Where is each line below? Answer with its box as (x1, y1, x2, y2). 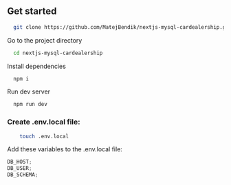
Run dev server (7, 87, 50, 96)
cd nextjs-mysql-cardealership (13, 50, 103, 56)
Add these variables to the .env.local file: (7, 145, 122, 153)
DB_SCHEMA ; (7, 171, 38, 178)
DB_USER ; (7, 165, 32, 172)
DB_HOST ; (7, 158, 32, 166)
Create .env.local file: (7, 117, 80, 127)
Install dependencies (7, 62, 67, 70)
